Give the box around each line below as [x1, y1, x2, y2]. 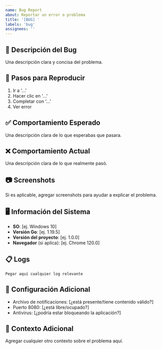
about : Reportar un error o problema [5, 12, 86, 17]
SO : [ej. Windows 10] [12, 223, 57, 229]
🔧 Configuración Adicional [5, 285, 91, 294]
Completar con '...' [12, 98, 51, 104]
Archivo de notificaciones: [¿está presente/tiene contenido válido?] [12, 298, 154, 305]
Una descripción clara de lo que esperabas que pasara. [5, 132, 122, 138]
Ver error [12, 103, 32, 110]
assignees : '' [5, 27, 36, 32]
